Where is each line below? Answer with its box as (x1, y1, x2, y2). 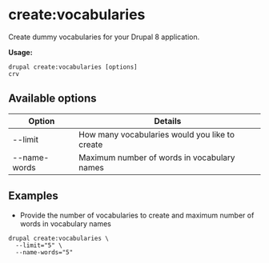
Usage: (8, 47, 34, 57)
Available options (8, 92, 98, 106)
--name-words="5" (15, 248, 74, 257)
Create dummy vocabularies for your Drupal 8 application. (8, 32, 200, 42)
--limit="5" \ (15, 241, 62, 249)
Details (154, 115, 182, 126)
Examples (8, 189, 58, 203)
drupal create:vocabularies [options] (8, 62, 138, 71)
